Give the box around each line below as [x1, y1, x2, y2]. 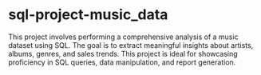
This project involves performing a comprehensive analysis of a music [8, 32, 239, 41]
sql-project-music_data [8, 6, 168, 24]
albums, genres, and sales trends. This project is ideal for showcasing [8, 49, 238, 58]
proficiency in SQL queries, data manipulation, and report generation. [8, 57, 236, 67]
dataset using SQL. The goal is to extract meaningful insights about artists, [8, 40, 254, 49]
